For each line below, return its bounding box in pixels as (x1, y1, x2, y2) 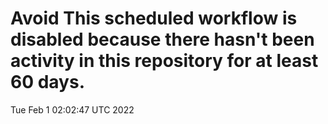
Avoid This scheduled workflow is (10, 7, 298, 30)
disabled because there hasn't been (10, 28, 315, 51)
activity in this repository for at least (10, 50, 319, 72)
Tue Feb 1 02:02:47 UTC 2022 (10, 103, 135, 116)
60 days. (10, 71, 86, 94)
